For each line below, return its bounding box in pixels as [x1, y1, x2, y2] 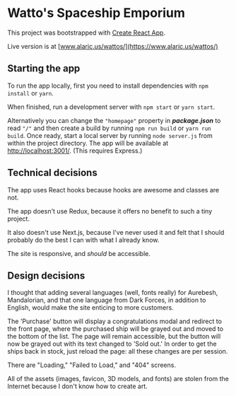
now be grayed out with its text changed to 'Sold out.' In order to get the [7, 339, 217, 348]
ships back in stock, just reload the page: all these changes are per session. [7, 347, 228, 356]
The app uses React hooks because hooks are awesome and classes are [7, 185, 220, 194]
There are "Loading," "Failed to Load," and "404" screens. [7, 361, 177, 369]
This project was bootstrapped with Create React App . [7, 28, 166, 37]
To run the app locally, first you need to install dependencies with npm [7, 81, 208, 90]
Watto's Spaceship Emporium [7, 5, 185, 21]
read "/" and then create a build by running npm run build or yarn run [7, 124, 211, 132]
